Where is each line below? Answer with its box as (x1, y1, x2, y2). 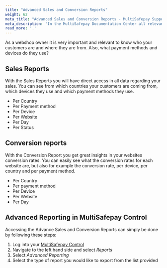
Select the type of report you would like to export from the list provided (12, 257, 158, 263)
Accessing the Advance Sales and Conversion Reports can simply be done (5, 226, 158, 232)
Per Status (12, 124, 34, 130)
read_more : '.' (5, 26, 37, 31)
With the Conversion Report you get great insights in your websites (5, 152, 143, 158)
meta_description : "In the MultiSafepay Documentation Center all (5, 21, 146, 26)
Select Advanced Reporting (12, 252, 69, 258)
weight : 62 (5, 12, 28, 17)
